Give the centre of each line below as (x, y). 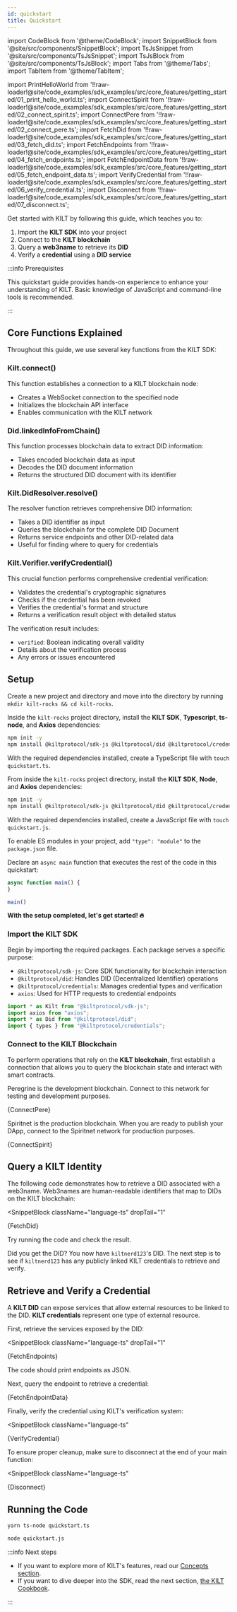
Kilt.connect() (32, 368)
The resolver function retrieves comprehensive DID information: (100, 508)
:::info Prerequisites (36, 268)
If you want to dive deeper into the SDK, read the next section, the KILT (121, 1580)
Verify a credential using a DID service (74, 255)
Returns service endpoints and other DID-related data (96, 537)
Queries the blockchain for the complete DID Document (98, 530)
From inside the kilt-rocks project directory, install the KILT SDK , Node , (113, 779)
